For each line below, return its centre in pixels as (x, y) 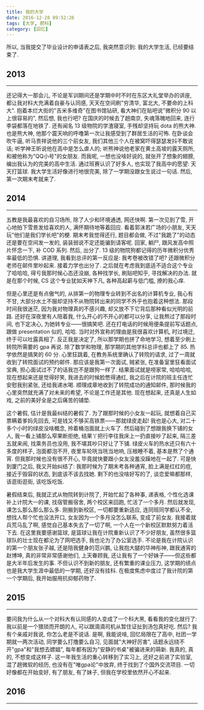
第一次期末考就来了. (31, 179)
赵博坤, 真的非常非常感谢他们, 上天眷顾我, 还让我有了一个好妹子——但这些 (99, 555)
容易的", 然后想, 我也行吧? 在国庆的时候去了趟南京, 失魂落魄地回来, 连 (103, 118)
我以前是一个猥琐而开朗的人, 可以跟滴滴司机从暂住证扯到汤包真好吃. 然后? (99, 626)
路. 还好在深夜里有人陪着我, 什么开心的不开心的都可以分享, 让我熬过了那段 (99, 316)
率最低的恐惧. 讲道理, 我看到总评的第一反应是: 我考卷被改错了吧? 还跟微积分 (101, 258)
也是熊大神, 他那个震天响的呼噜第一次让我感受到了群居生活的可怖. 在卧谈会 (100, 133)
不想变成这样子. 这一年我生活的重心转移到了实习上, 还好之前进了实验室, (103, 657)
